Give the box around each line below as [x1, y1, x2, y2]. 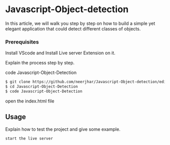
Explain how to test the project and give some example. [5, 126, 120, 132]
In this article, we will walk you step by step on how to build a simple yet [5, 20, 155, 26]
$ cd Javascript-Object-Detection [5, 84, 78, 89]
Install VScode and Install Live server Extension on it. [5, 50, 115, 56]
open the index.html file [5, 98, 55, 104]
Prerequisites [5, 38, 39, 45]
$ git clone [5, 80, 30, 85]
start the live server [5, 136, 53, 141]
